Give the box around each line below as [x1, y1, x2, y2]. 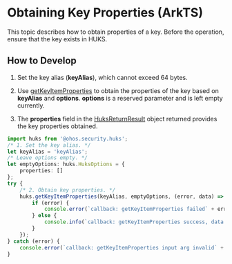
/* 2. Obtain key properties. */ [19, 186, 116, 194]
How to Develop [7, 55, 77, 67]
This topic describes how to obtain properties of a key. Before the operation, [7, 28, 224, 36]
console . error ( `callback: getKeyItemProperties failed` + [43, 205, 215, 213]
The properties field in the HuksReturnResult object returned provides [17, 114, 217, 123]
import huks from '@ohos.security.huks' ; [7, 135, 128, 142]
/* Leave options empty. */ [7, 154, 88, 161]
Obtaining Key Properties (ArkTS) [7, 5, 204, 21]
